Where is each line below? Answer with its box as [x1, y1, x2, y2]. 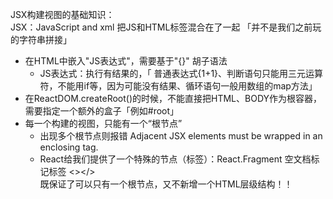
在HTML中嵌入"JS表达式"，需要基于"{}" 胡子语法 [24, 55, 228, 67]
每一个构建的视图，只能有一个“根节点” [24, 118, 183, 129]
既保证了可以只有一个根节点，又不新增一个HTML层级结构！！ [39, 178, 293, 190]
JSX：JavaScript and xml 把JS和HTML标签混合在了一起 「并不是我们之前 [10, 21, 313, 33]
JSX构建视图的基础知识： [10, 9, 115, 20]
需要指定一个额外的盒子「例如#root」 [24, 105, 180, 117]
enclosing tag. [39, 141, 99, 153]
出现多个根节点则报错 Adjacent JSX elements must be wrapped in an [39, 130, 323, 142]
